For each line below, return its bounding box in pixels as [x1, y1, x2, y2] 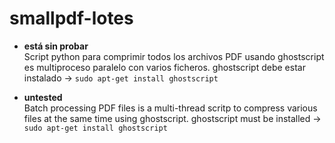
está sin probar [23, 40, 89, 52]
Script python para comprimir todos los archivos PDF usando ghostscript [23, 50, 325, 62]
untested [23, 91, 63, 103]
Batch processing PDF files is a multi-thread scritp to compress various [23, 102, 318, 114]
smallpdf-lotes [9, 7, 134, 30]
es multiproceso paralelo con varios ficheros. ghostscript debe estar [23, 61, 306, 73]
